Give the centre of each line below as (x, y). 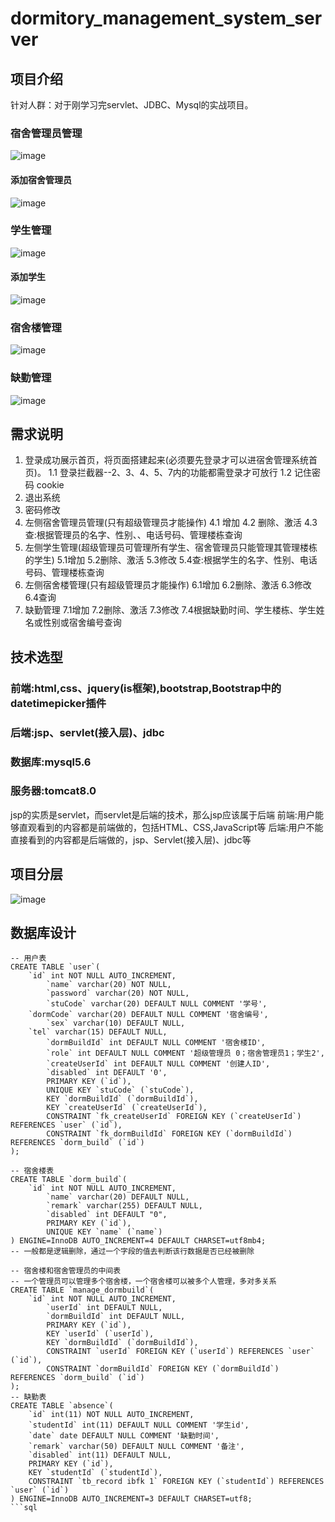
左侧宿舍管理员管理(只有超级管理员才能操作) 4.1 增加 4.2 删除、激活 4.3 (171, 523)
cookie (50, 485)
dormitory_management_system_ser (166, 18)
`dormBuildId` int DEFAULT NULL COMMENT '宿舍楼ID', (156, 1043)
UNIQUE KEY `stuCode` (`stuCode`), (120, 1090)
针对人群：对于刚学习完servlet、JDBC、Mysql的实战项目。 (132, 105)
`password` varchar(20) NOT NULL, (118, 993)
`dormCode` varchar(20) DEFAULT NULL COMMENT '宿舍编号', (148, 1015)
